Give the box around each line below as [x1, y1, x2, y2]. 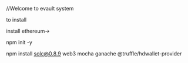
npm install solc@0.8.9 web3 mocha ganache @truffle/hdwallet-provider [6, 50, 182, 57]
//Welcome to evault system [6, 5, 74, 12]
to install [6, 16, 27, 23]
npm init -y [6, 39, 32, 45]
